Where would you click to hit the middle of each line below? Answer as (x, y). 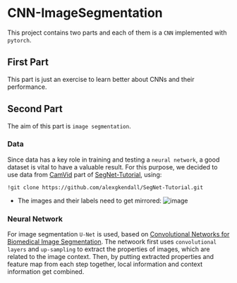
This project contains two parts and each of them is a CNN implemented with (117, 32)
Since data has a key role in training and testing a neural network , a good (114, 159)
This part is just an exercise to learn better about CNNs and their (101, 79)
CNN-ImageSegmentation (85, 13)
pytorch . (19, 40)
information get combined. (46, 272)
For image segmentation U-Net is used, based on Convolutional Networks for (119, 234)
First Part (28, 62)
